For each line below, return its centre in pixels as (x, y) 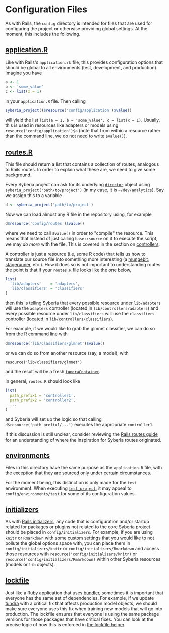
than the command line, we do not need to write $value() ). (66, 136)
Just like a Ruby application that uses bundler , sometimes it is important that (84, 593)
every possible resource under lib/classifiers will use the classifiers (80, 314)
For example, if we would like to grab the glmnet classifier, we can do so (80, 329)
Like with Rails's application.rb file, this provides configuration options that (84, 62)
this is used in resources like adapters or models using (62, 125)
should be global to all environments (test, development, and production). (81, 67)
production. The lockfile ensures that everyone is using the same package (82, 614)
